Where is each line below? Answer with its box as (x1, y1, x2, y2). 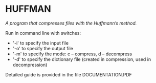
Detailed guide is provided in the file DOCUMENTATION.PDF (5, 71, 132, 77)
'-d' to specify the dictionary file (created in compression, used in (12, 56, 151, 62)
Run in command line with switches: (5, 30, 81, 36)
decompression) (12, 61, 48, 68)
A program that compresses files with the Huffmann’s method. (5, 20, 137, 26)
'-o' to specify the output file (12, 45, 73, 51)
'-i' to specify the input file (12, 39, 69, 46)
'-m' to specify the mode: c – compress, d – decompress (12, 51, 132, 57)
